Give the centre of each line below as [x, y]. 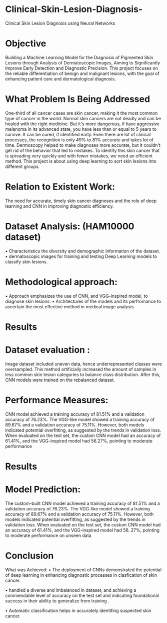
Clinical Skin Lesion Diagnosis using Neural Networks [60, 23]
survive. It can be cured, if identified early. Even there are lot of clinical [78, 134]
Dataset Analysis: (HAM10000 [70, 226]
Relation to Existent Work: [60, 187]
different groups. [22, 166]
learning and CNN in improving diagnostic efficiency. [59, 206]
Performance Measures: [57, 400]
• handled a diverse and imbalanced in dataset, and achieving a [71, 590]
